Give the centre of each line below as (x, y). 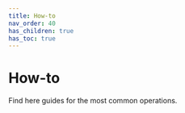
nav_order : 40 (32, 23)
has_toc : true (32, 38)
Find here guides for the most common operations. (93, 101)
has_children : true (41, 31)
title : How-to (32, 16)
